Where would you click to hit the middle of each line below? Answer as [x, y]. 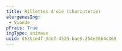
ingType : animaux [27, 33]
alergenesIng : [23, 17]
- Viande [19, 22]
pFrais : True [22, 28]
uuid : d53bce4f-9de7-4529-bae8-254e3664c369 [61, 39]
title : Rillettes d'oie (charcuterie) [53, 11]
